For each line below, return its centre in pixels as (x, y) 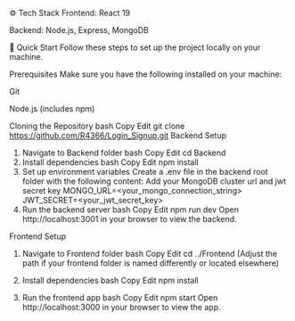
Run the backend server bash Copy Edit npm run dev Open (130, 210)
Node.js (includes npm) (52, 109)
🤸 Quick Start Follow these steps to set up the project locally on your (135, 47)
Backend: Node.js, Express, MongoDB (79, 30)
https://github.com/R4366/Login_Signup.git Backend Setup (118, 136)
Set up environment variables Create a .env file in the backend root (145, 172)
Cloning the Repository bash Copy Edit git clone (97, 126)
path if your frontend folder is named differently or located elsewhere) (150, 263)
